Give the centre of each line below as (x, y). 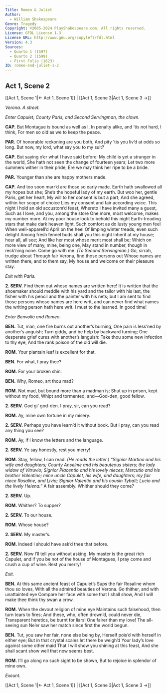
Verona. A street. (22, 107)
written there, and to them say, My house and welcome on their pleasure (80, 261)
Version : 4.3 (19, 42)
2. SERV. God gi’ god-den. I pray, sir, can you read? (58, 406)
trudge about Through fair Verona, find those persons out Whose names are (83, 256)
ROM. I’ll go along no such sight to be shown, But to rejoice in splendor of (81, 661)
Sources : (14, 47)
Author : (13, 14)
